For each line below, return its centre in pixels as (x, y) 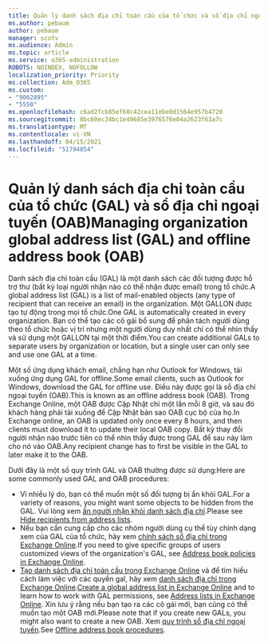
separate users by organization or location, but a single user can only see (129, 346)
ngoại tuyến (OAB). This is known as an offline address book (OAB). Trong (129, 396)
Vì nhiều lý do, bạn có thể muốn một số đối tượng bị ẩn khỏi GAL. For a (135, 494)
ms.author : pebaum (39, 23)
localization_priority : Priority (64, 75)
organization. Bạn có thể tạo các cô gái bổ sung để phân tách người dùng (129, 321)
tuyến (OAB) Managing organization (128, 222)
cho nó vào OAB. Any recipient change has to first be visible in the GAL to (128, 447)
